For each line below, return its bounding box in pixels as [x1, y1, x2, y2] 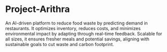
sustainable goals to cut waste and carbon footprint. [5, 41, 114, 47]
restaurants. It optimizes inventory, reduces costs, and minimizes [5, 25, 141, 31]
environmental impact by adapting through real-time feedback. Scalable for [5, 30, 162, 36]
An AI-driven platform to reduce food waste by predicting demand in [5, 20, 148, 26]
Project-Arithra [5, 3, 70, 15]
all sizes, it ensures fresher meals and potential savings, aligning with [5, 36, 150, 42]
